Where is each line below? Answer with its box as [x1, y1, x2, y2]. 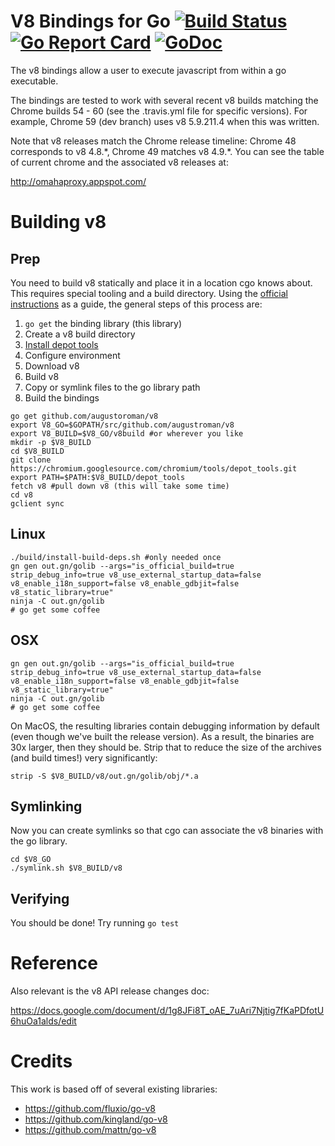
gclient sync [10, 498, 65, 509]
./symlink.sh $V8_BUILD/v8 [10, 863, 123, 874]
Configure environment [24, 349, 121, 361]
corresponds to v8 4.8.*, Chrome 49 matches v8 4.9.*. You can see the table [10, 145, 325, 157]
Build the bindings [24, 391, 100, 404]
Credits [10, 1050, 73, 1073]
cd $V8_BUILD [10, 446, 65, 456]
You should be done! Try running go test [10, 917, 180, 929]
